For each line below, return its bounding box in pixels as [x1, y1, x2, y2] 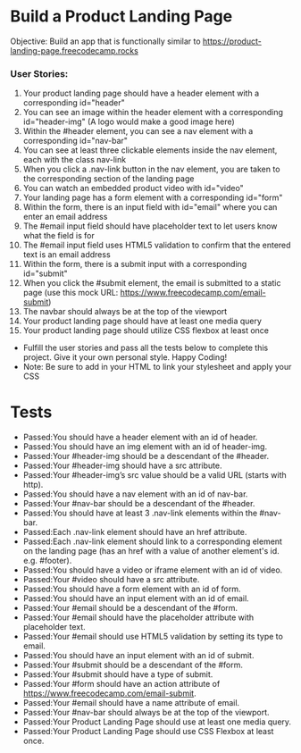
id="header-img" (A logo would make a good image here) [22, 116, 235, 127]
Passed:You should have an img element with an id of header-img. [22, 441, 267, 452]
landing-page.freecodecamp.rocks [10, 45, 139, 55]
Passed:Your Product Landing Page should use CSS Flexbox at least [22, 726, 274, 737]
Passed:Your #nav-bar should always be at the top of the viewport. [22, 707, 271, 718]
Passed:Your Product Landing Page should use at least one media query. [22, 716, 292, 727]
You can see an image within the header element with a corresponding [22, 107, 284, 118]
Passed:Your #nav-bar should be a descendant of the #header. [22, 498, 255, 509]
